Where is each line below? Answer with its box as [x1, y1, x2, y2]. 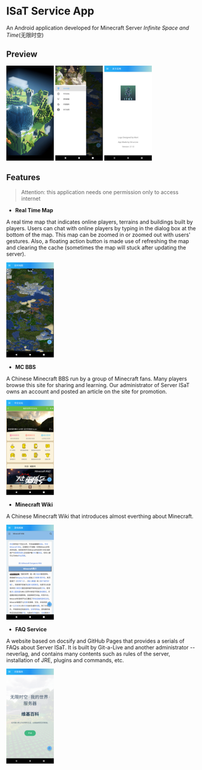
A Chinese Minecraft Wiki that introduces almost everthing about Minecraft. [6, 513, 194, 520]
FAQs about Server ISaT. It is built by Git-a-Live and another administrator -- [6, 643, 195, 651]
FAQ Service [14, 625, 47, 633]
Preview [6, 49, 38, 60]
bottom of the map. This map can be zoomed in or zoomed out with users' [6, 231, 191, 238]
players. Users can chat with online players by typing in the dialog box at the [6, 224, 196, 232]
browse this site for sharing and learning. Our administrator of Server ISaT [6, 381, 190, 388]
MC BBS [14, 363, 36, 370]
